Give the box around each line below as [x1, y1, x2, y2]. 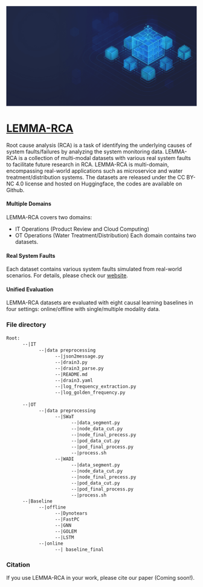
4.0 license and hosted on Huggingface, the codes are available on [15, 180, 182, 187]
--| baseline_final [54, 547, 104, 553]
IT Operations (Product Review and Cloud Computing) [14, 225, 150, 233]
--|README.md [54, 371, 88, 377]
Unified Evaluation [6, 286, 54, 293]
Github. [6, 186, 25, 193]
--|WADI [54, 456, 74, 462]
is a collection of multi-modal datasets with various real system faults [18, 154, 192, 161]
